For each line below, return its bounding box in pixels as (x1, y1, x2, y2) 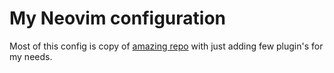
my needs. (9, 50, 53, 62)
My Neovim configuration (9, 7, 226, 30)
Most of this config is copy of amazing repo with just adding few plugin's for (9, 40, 324, 52)
